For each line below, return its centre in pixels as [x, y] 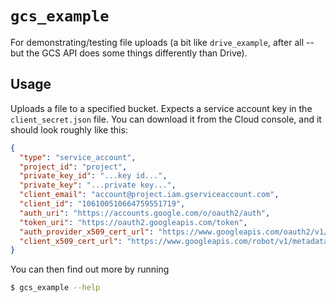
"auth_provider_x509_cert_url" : [87, 232]
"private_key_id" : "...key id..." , [93, 176]
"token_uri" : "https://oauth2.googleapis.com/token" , [133, 222]
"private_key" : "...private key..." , [98, 185]
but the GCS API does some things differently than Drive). [129, 53]
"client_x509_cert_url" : [71, 241]
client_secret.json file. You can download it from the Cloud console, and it [166, 119]
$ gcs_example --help [55, 288]
